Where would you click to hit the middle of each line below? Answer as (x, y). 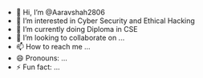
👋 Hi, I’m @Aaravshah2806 (61, 12)
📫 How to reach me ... (53, 47)
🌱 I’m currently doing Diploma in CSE (77, 29)
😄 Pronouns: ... (42, 58)
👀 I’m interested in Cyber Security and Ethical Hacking (105, 21)
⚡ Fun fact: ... (38, 67)
